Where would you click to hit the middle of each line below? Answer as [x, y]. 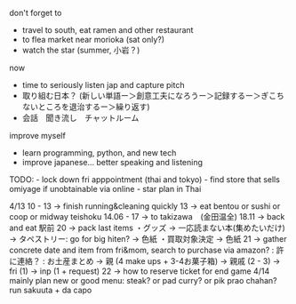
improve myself [38, 136]
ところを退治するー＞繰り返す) [94, 107]
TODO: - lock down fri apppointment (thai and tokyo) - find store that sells [144, 180]
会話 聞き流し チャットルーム [80, 118]
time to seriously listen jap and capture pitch [103, 85]
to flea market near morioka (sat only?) [93, 40]
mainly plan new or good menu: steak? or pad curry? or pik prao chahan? [143, 280]
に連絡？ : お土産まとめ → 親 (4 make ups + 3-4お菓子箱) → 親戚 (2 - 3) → [145, 261]
